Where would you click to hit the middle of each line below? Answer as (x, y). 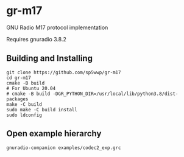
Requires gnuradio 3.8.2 (37, 39)
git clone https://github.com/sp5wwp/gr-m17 (64, 72)
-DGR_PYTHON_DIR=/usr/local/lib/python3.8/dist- (115, 94)
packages (17, 99)
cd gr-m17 (19, 78)
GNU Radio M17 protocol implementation (57, 27)
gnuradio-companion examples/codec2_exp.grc (64, 148)
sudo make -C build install (42, 110)
